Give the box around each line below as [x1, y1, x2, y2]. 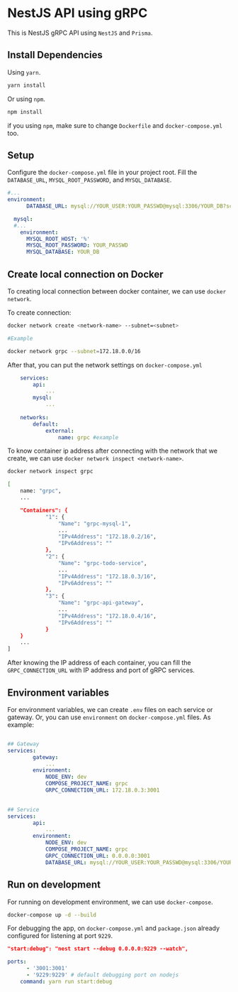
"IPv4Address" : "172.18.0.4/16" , [57, 613, 157, 620]
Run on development [7, 879, 101, 891]
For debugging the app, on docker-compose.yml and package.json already [7, 924, 220, 932]
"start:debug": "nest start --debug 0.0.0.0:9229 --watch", [7, 945, 189, 953]
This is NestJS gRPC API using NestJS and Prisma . [7, 28, 153, 37]
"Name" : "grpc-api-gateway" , [57, 599, 144, 607]
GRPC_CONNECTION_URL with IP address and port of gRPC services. [7, 666, 195, 674]
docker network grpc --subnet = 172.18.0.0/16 [7, 347, 141, 355]
